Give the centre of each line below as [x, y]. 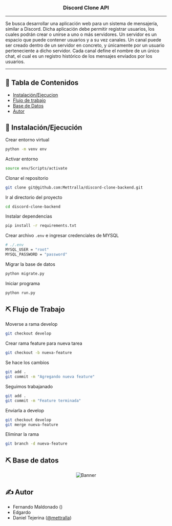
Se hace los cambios [27, 363]
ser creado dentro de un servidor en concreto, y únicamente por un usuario [85, 46]
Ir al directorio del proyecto [34, 197]
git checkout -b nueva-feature [39, 353]
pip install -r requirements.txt [41, 226]
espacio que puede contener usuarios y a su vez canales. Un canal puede [83, 40]
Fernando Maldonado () [38, 507]
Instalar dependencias [29, 216]
